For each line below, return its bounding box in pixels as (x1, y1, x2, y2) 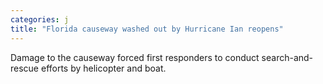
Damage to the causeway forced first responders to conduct (10, 51, 260, 63)
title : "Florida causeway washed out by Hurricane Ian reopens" (10, 24, 284, 34)
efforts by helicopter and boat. (40, 62, 167, 74)
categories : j (10, 14, 70, 25)
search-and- (261, 51, 314, 63)
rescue (10, 62, 40, 74)
